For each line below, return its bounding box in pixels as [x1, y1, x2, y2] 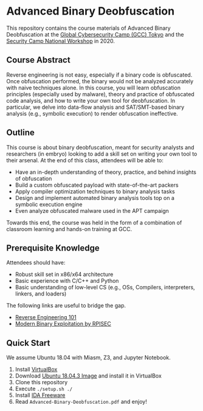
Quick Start [6, 337, 50, 348]
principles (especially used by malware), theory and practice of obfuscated [6, 90, 194, 98]
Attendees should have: [6, 259, 66, 266]
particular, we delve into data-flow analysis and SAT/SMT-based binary [6, 103, 185, 111]
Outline [6, 128, 35, 138]
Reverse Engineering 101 [15, 314, 77, 321]
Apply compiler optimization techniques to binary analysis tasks [15, 187, 175, 195]
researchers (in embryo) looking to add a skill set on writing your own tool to [6, 150, 198, 157]
